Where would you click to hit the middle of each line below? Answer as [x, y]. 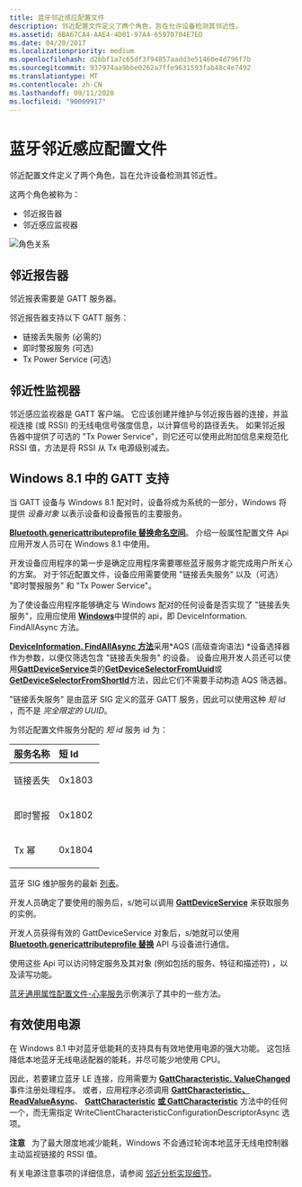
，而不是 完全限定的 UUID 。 [61, 710]
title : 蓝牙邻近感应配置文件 [57, 18]
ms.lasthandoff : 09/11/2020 [62, 93]
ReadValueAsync [42, 1101]
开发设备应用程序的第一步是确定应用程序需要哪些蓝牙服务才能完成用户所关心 [151, 563]
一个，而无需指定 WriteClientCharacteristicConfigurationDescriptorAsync [145, 1112]
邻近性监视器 [45, 390]
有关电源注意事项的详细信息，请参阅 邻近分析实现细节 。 [113, 1173]
